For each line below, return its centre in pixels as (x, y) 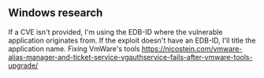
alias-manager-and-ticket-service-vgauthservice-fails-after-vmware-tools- (131, 57)
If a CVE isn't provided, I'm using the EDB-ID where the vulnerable (115, 32)
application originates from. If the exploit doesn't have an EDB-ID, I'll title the (132, 40)
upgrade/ (23, 65)
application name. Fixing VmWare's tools (74, 48)
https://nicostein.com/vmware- (192, 48)
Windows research (56, 13)
